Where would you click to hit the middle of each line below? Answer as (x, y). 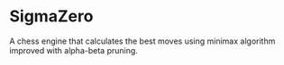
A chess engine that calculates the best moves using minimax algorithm (142, 41)
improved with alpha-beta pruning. (73, 50)
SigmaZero (51, 16)
